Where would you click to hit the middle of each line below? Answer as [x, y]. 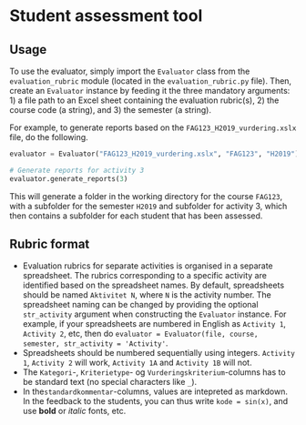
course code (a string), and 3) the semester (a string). [111, 110]
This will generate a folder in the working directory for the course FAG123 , [146, 196]
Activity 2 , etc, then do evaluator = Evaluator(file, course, [140, 334]
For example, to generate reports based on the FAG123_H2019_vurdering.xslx [153, 127]
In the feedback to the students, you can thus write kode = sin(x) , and [155, 401]
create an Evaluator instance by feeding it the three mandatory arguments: [150, 91]
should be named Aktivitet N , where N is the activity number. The [147, 295]
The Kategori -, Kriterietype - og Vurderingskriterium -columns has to [154, 372]
